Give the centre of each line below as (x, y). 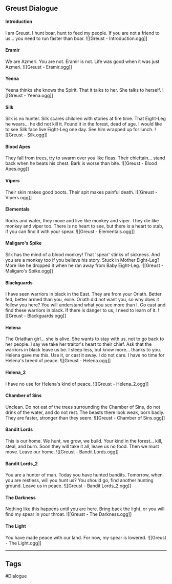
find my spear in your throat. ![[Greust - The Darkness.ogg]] (69, 514)
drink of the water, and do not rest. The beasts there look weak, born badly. (85, 412)
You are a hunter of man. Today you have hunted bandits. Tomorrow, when (84, 475)
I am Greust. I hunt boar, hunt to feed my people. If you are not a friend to (82, 33)
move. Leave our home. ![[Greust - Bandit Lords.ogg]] (62, 452)
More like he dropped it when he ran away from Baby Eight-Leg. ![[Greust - (84, 265)
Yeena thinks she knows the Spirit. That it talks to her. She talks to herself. (83, 90)
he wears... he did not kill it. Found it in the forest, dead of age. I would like (84, 124)
